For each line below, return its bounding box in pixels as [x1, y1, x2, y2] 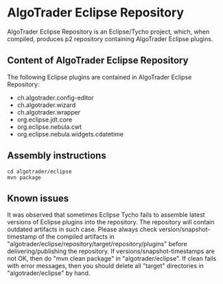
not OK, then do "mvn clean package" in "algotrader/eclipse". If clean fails [7, 255, 217, 263]
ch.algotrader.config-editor [16, 93, 94, 102]
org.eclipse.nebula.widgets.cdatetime [16, 130, 124, 138]
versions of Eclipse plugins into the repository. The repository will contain [7, 218, 215, 226]
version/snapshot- [159, 225, 211, 234]
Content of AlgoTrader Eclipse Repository [7, 55, 189, 67]
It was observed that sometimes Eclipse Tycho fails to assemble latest [7, 211, 205, 219]
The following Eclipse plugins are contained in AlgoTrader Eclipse [7, 73, 192, 81]
